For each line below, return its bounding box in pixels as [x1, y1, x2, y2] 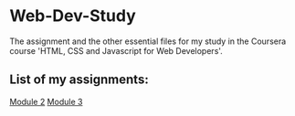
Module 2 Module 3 [9, 96, 83, 107]
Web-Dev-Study [9, 5, 137, 26]
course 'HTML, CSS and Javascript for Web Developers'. [9, 45, 224, 56]
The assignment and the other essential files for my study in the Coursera [9, 36, 287, 47]
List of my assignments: [9, 72, 149, 88]
